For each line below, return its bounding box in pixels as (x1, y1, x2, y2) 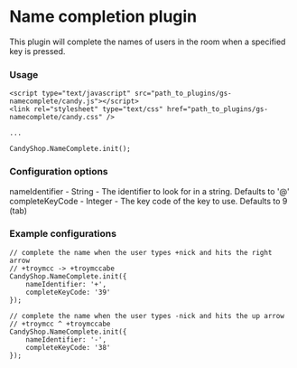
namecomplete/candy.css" (9, 113, 103, 122)
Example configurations (9, 228, 117, 241)
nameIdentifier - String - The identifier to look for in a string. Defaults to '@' (9, 185, 291, 196)
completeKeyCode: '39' (25, 288, 111, 297)
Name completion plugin (9, 6, 198, 27)
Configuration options (9, 165, 108, 178)
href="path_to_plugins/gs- (166, 105, 269, 114)
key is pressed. (9, 45, 66, 56)
